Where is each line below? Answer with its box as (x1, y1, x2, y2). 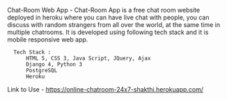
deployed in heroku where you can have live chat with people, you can (7, 13, 210, 22)
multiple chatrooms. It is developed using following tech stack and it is (7, 28, 209, 36)
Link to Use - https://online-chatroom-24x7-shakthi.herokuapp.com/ (7, 85, 204, 93)
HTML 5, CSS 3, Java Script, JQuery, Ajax (25, 55, 151, 62)
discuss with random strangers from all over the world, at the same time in (7, 21, 221, 28)
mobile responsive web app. (7, 35, 88, 44)
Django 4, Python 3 (25, 61, 82, 68)
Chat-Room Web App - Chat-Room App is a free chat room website (7, 6, 201, 14)
